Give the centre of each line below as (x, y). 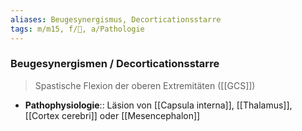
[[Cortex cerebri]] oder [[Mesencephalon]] (112, 115)
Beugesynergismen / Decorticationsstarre (115, 64)
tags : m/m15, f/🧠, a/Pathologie (77, 29)
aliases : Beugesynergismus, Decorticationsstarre (116, 19)
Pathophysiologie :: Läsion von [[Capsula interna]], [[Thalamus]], (158, 105)
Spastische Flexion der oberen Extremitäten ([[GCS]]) (145, 85)
